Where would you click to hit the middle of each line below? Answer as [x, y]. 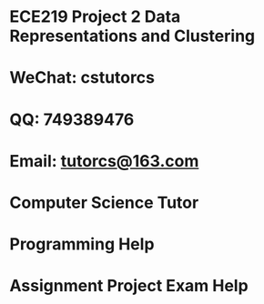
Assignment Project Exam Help [129, 286]
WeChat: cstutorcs [82, 78]
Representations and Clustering [132, 36]
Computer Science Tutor [104, 203]
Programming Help [82, 244]
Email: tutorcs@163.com [104, 161]
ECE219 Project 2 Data [95, 17]
